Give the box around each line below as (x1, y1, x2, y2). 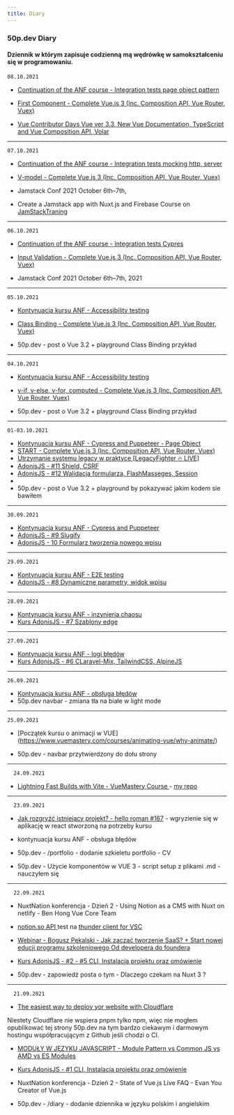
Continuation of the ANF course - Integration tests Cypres (17, 239, 184, 248)
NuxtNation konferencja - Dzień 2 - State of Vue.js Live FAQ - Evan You (17, 1078, 222, 1086)
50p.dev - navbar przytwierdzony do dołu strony (17, 750, 157, 758)
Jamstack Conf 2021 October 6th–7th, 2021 (17, 274, 143, 282)
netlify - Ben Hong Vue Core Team (17, 909, 117, 917)
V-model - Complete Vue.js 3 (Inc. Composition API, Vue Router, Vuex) (17, 173, 221, 181)
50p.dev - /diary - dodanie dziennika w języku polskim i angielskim (17, 1099, 210, 1107)
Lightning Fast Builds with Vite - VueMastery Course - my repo (17, 782, 198, 790)
